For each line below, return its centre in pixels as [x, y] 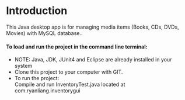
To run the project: [37, 78]
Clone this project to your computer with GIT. [69, 72]
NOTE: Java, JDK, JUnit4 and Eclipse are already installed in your [93, 60]
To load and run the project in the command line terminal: [77, 46]
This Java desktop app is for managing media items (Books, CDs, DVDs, [92, 27]
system [23, 66]
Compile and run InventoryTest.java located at [70, 85]
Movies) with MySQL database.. [44, 33]
